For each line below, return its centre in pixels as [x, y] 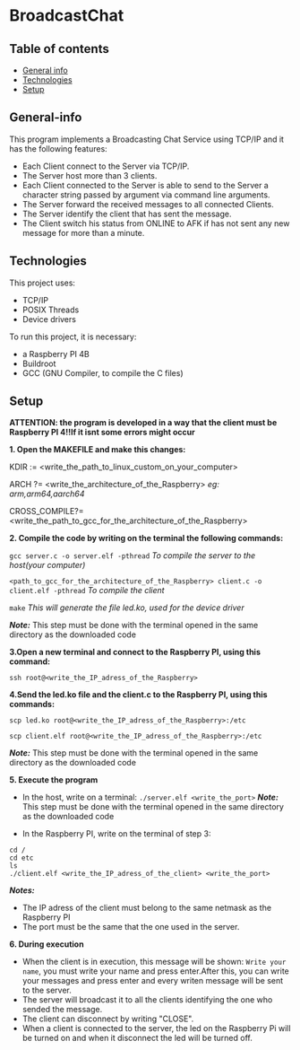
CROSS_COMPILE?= [47, 512]
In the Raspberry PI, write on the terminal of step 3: [116, 834]
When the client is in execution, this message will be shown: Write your [154, 962]
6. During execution [47, 944]
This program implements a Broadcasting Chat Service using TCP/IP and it [147, 139]
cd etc [21, 858]
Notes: [22, 890]
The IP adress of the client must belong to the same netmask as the [146, 908]
